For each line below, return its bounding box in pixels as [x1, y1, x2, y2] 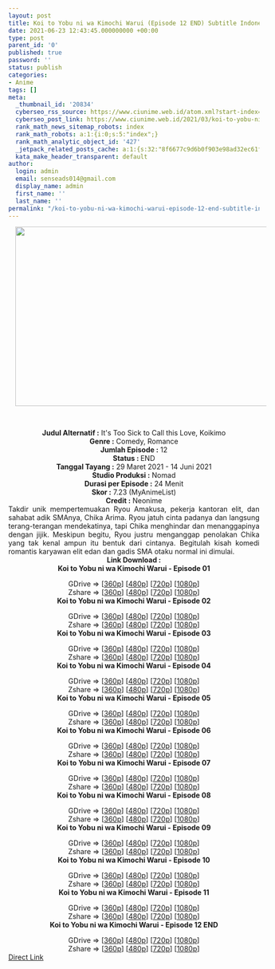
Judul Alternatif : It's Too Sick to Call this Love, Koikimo [41, 428, 226, 438]
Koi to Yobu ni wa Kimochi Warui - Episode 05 [57, 693, 211, 703]
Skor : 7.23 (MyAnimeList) [91, 487, 177, 497]
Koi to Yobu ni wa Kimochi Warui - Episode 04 [57, 661, 211, 671]
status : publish [8, 64, 62, 72]
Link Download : [106, 555, 162, 565]
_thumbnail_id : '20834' [15, 100, 94, 108]
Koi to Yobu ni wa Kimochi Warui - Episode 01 [57, 564, 210, 573]
